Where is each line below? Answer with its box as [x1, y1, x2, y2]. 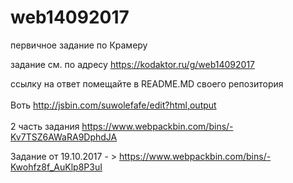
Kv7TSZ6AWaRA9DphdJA [10, 131, 118, 143]
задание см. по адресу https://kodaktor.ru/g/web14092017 [10, 58, 256, 70]
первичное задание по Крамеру [10, 39, 148, 51]
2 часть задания [10, 120, 80, 132]
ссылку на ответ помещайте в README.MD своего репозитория [10, 77, 284, 90]
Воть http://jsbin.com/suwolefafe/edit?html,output [10, 99, 217, 111]
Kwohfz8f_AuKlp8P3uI [10, 161, 103, 173]
